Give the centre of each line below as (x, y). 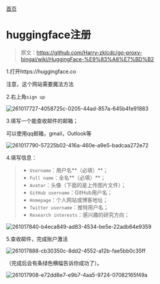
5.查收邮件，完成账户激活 (37, 239)
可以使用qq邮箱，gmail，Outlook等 (49, 133)
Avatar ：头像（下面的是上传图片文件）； (78, 185)
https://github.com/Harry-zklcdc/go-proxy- (89, 52)
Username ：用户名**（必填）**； (69, 170)
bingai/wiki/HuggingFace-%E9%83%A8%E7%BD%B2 (87, 59)
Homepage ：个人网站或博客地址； (69, 200)
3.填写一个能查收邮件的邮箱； (42, 121)
